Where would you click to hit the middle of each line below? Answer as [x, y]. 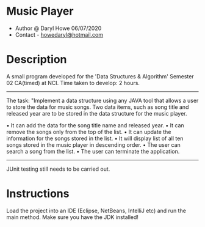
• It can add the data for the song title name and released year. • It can [95, 125]
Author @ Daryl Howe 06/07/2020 [58, 28]
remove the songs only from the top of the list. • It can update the [89, 132]
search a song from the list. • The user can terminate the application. [93, 151]
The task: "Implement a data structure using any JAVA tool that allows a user [103, 100]
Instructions [38, 194]
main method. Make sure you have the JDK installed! [73, 217]
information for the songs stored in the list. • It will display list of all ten [95, 138]
